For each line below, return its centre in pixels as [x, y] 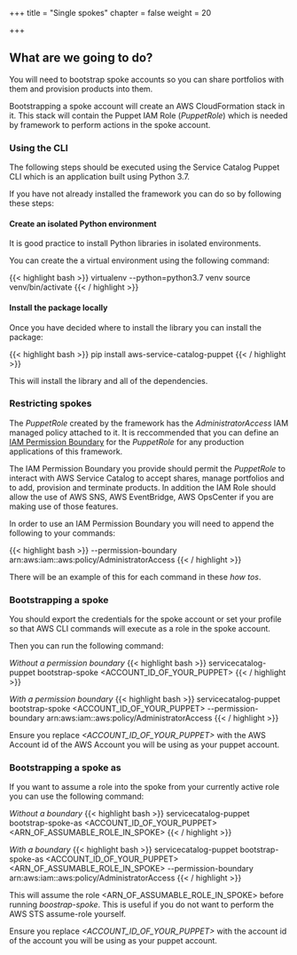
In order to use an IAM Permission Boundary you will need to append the [142, 523]
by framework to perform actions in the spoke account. [110, 124]
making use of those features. [64, 506]
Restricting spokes [51, 403]
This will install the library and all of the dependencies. [109, 380]
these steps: [32, 203]
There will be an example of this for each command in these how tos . [135, 577]
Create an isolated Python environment [83, 223]
